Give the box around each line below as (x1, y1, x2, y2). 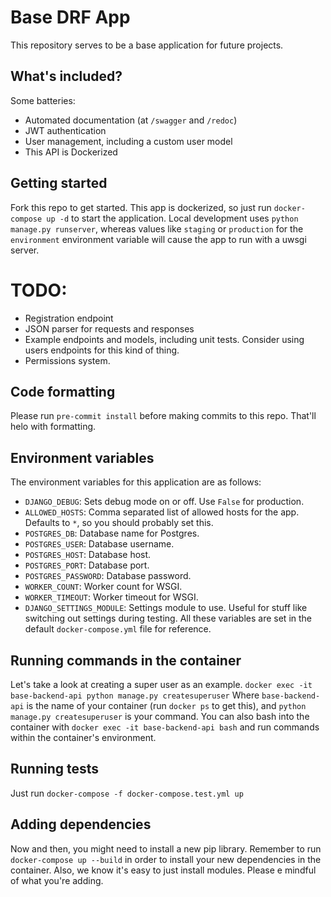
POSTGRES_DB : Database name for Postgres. (24, 527, 200, 540)
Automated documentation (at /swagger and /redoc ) (24, 114, 238, 126)
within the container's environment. (10, 731, 157, 743)
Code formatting (10, 383, 116, 400)
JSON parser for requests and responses (24, 322, 195, 335)
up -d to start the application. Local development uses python (46, 212, 299, 224)
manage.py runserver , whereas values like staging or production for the (10, 222, 304, 235)
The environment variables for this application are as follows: (10, 476, 262, 488)
